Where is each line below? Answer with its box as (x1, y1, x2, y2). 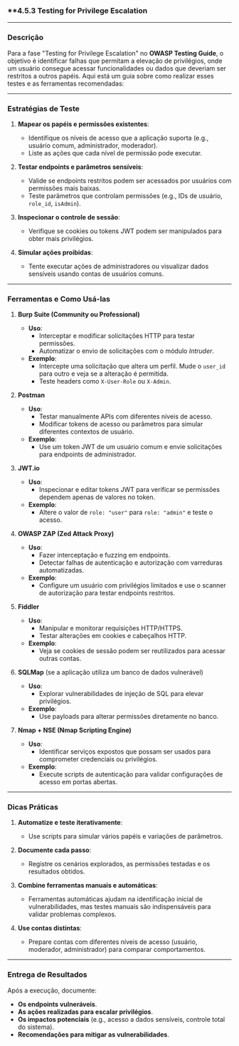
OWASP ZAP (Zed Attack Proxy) (17, 530, 115, 538)
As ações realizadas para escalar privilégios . (17, 1007, 153, 1016)
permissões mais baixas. (28, 184, 101, 193)
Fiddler (17, 603, 40, 611)
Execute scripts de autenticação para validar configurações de (38, 770, 223, 779)
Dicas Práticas (7, 802, 58, 812)
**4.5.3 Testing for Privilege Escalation (7, 6, 148, 16)
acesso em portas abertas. (38, 778, 118, 786)
